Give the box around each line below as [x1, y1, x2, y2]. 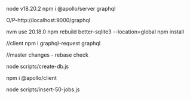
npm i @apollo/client [6, 75, 57, 81]
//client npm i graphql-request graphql [6, 40, 100, 47]
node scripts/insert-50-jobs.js [6, 86, 80, 93]
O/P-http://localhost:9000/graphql [6, 17, 91, 23]
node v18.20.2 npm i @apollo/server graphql [6, 5, 116, 12]
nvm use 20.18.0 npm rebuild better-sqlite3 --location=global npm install [6, 28, 184, 35]
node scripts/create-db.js [6, 63, 69, 70]
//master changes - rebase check [6, 51, 88, 58]
